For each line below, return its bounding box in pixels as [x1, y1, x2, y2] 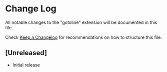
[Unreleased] [5, 49, 47, 57]
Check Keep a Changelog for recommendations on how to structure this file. [5, 34, 162, 40]
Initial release [12, 62, 40, 68]
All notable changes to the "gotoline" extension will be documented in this [5, 19, 157, 25]
